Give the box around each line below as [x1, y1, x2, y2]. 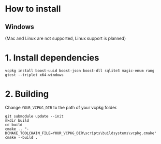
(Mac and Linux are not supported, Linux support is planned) [5, 35, 126, 41]
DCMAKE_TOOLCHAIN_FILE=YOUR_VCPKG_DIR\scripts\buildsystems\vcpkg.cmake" [5, 130, 157, 136]
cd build [5, 122, 23, 127]
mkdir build [5, 118, 29, 123]
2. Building [5, 88, 49, 100]
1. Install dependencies [5, 52, 99, 63]
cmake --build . [5, 135, 38, 140]
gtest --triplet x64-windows [5, 72, 64, 77]
